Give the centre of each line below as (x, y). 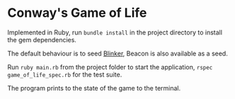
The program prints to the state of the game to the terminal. (94, 88)
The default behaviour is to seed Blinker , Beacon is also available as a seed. (117, 53)
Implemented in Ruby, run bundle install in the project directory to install (115, 32)
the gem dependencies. (42, 39)
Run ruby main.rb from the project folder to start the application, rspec (110, 67)
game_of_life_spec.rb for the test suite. (65, 74)
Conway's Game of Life (77, 13)
